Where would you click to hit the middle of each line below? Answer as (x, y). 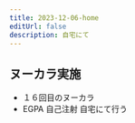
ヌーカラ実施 (45, 74)
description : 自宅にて (49, 35)
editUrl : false (38, 26)
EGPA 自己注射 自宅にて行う (75, 109)
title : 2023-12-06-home (54, 18)
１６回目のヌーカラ (58, 97)
